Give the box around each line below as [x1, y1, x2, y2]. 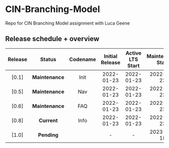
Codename [69, 56, 97, 63]
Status [40, 56, 56, 63]
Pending [38, 131, 59, 138]
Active [125, 49, 142, 56]
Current [38, 117, 58, 124]
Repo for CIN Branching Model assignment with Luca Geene [5, 20, 130, 26]
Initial [104, 53, 118, 60]
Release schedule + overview [5, 35, 100, 43]
